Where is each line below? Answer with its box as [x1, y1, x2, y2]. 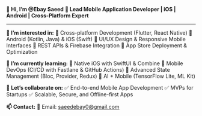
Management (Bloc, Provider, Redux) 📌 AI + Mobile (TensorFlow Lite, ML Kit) [6, 72, 195, 80]
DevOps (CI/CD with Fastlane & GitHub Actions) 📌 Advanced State [6, 66, 170, 73]
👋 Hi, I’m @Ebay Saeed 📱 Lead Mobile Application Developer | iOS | [6, 6, 176, 13]
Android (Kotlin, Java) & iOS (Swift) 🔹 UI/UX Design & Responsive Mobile [6, 36, 186, 42]
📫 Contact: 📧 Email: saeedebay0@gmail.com [6, 103, 120, 110]
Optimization [6, 48, 38, 55]
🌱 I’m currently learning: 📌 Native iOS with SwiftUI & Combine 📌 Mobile [6, 60, 183, 67]
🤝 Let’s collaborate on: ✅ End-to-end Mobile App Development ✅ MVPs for [6, 84, 194, 91]
